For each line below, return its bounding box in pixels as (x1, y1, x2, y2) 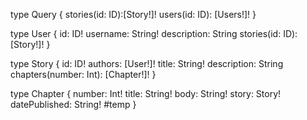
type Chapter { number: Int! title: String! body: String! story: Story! (10, 88, 282, 99)
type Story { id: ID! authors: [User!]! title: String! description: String (10, 58, 284, 69)
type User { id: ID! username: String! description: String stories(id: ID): (10, 28, 298, 39)
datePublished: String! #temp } (10, 99, 137, 110)
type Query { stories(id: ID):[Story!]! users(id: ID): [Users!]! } (10, 9, 257, 20)
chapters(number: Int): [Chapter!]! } (10, 69, 157, 80)
